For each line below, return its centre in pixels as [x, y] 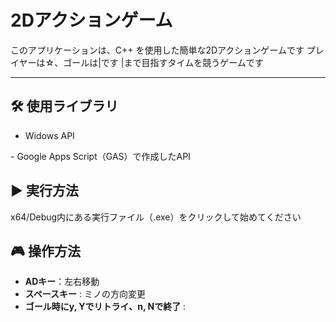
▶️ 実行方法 [44, 191]
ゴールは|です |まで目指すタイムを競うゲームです [163, 62]
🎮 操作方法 [45, 251]
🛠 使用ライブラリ [64, 106]
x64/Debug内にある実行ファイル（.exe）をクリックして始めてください [156, 217]
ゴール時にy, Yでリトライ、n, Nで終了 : [105, 307]
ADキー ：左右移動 [62, 282]
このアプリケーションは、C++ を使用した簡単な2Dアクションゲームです [157, 50]
